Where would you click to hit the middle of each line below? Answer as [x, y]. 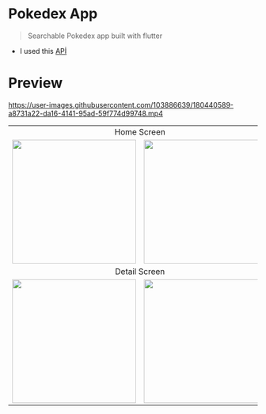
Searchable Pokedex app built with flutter [95, 36]
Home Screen [140, 131]
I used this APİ [43, 51]
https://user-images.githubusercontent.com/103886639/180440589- [121, 104]
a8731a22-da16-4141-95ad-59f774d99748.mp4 [86, 113]
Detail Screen [140, 272]
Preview [36, 83]
